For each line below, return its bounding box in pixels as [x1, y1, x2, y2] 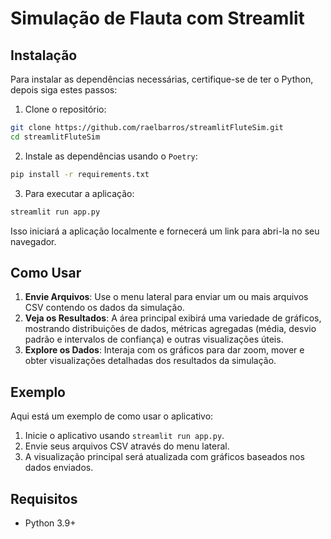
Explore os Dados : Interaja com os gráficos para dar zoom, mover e [24, 344, 305, 356]
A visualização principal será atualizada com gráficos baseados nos [24, 451, 305, 463]
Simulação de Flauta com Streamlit [10, 7, 305, 30]
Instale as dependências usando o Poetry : [24, 150, 198, 162]
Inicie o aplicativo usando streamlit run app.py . [24, 430, 225, 442]
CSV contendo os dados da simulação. [24, 302, 185, 314]
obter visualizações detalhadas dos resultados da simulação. [24, 355, 277, 367]
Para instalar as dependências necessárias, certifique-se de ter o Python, [10, 73, 314, 85]
